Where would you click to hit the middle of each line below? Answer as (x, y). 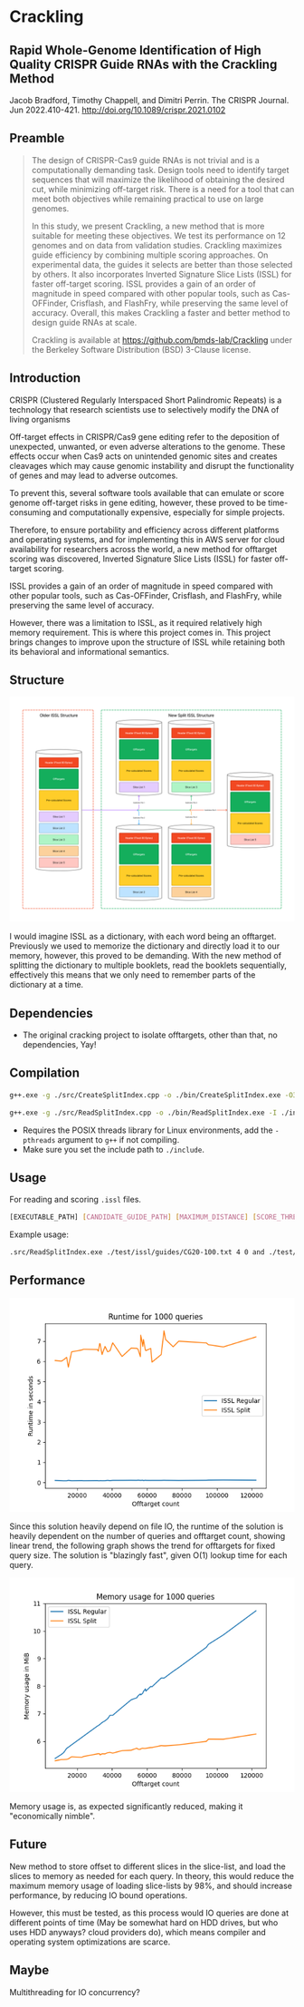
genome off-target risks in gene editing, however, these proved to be (138, 502)
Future (28, 1844)
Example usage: (39, 1234)
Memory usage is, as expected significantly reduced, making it (126, 1806)
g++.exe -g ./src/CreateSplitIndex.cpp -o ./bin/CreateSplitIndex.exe (145, 1095)
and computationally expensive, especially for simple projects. (169, 512)
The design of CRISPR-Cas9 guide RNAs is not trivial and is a (145, 160)
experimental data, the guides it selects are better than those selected (162, 264)
